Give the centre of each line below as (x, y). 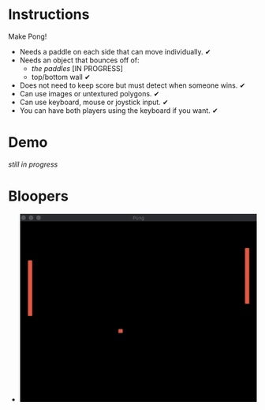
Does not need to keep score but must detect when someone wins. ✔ (132, 85)
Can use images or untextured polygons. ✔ (90, 93)
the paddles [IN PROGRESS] (77, 68)
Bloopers (38, 196)
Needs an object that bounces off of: (79, 60)
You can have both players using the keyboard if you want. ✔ (119, 110)
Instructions (49, 15)
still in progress (33, 164)
